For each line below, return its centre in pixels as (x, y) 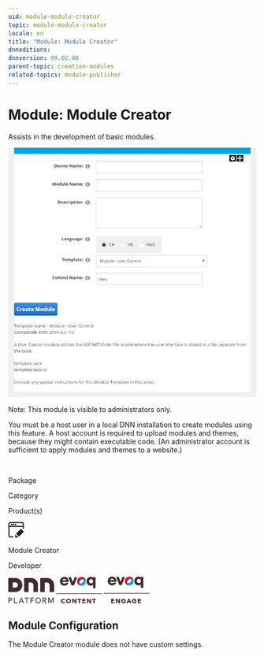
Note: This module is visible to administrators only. (90, 410)
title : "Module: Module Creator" (63, 42)
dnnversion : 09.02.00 (44, 58)
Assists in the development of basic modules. (82, 136)
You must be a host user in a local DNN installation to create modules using (130, 425)
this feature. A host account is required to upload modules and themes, (123, 433)
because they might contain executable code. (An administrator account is (129, 442)
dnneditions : (30, 50)
